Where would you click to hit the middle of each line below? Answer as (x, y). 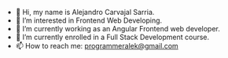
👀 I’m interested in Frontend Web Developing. (89, 20)
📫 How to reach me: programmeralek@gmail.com (97, 46)
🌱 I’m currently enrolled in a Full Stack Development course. (112, 37)
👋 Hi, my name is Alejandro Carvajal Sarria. (85, 12)
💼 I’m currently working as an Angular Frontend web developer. (118, 29)
